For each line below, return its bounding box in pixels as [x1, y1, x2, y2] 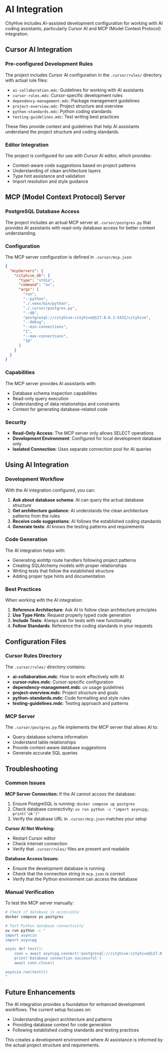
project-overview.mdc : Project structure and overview [12, 103, 123, 109]
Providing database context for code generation [12, 1022, 111, 1028]
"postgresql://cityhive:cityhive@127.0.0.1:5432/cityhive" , [23, 315, 151, 320]
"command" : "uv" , [18, 282, 55, 287]
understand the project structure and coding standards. [5, 129, 120, 135]
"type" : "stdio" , [18, 278, 55, 283]
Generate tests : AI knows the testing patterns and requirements [12, 523, 144, 529]
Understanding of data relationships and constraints [12, 401, 120, 407]
